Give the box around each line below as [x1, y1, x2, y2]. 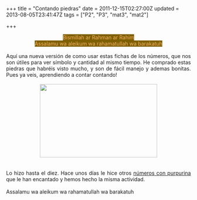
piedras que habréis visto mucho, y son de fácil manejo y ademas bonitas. [6, 65, 191, 72]
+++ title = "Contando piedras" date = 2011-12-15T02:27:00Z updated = [6, 5, 179, 12]
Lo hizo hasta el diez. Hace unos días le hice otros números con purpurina [6, 170, 191, 177]
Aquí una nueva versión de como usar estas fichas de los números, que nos [6, 53, 191, 59]
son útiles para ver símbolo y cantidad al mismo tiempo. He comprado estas [6, 59, 191, 66]
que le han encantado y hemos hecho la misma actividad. [6, 176, 145, 182]
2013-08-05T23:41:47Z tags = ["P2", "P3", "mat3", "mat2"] [6, 11, 148, 18]
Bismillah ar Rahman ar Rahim [62, 34, 135, 40]
